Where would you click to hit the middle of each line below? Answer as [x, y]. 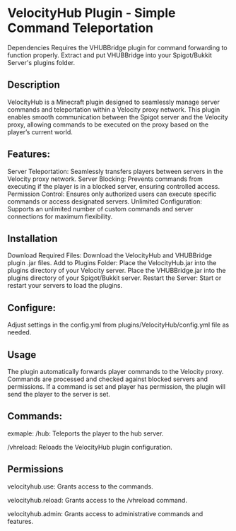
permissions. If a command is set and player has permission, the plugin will [117, 386]
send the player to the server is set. [59, 394]
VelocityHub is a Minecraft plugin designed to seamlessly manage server [114, 102]
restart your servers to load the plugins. [65, 286]
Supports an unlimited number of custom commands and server [100, 209]
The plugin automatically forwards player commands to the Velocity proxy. [116, 372]
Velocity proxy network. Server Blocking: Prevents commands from [105, 179]
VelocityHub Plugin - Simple [92, 13]
